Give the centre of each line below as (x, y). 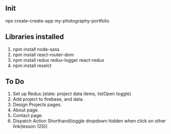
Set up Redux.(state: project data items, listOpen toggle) (72, 94)
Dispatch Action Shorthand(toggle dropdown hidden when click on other (89, 121)
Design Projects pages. (37, 105)
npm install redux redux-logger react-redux (58, 60)
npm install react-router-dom (43, 54)
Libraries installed (35, 37)
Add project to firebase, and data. (48, 99)
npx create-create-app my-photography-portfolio (57, 20)
